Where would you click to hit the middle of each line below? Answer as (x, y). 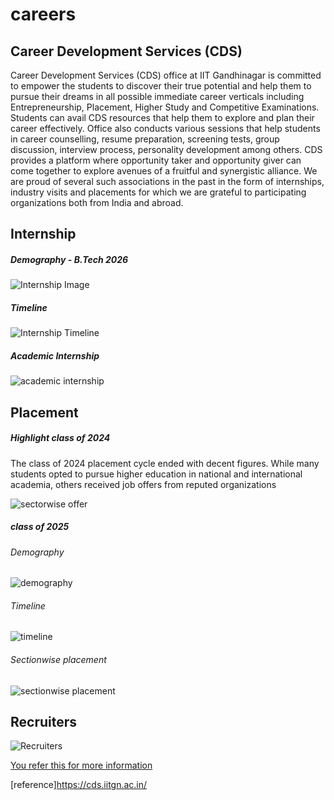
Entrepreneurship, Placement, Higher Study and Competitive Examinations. (165, 107)
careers (43, 14)
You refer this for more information (81, 765)
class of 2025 (40, 527)
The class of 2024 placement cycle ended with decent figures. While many (165, 463)
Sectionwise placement (58, 660)
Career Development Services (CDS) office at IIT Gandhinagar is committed (166, 75)
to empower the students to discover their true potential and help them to (161, 86)
